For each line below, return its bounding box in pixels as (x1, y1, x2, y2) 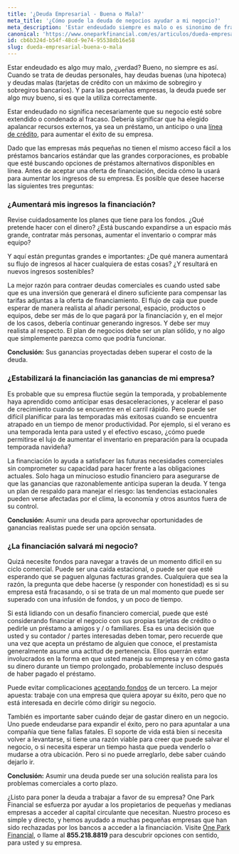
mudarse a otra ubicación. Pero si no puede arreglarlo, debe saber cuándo (7, 750, 226, 758)
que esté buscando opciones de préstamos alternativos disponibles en (7, 159, 216, 168)
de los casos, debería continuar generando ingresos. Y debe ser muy (7, 319, 211, 328)
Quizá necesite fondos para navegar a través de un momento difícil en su (7, 557, 222, 565)
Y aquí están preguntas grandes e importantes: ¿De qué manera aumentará (7, 252, 228, 261)
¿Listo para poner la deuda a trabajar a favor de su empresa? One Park (7, 793, 215, 801)
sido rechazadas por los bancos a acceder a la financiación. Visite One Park (7, 823, 230, 831)
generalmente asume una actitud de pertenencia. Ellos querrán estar (7, 647, 208, 655)
